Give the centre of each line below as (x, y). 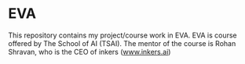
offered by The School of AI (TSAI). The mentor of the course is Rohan (122, 43)
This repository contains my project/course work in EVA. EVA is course (122, 35)
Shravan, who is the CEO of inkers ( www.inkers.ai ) (90, 52)
